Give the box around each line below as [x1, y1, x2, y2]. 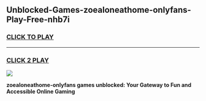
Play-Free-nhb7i [6, 15, 70, 25]
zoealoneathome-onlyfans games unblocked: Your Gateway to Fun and [6, 81, 192, 88]
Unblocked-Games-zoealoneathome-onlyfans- [6, 5, 191, 15]
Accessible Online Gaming [6, 88, 75, 95]
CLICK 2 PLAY [6, 56, 49, 64]
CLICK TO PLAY [6, 33, 54, 42]
